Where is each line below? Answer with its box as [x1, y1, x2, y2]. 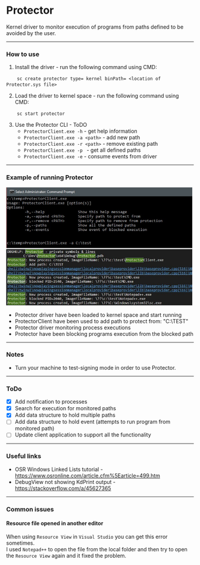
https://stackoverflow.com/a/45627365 [14, 485, 111, 492]
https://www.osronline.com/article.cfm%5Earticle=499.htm [14, 472, 161, 479]
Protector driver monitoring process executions [14, 324, 131, 331]
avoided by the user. [6, 29, 57, 36]
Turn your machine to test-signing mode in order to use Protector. [14, 364, 176, 371]
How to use [6, 50, 40, 58]
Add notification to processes [14, 398, 87, 405]
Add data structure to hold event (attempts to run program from [14, 418, 171, 426]
